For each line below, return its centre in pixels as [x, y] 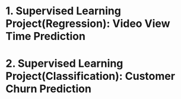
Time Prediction [45, 36]
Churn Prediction [48, 89]
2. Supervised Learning [64, 64]
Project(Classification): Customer [90, 76]
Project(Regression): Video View [88, 24]
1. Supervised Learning [63, 11]
